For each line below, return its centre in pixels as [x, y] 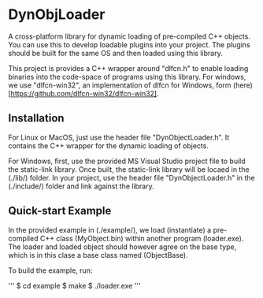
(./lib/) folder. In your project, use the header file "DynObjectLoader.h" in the [132, 177]
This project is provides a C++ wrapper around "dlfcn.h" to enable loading [128, 68]
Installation [36, 119]
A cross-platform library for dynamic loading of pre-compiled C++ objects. [129, 36]
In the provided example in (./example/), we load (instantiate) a [110, 229]
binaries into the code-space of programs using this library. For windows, [127, 76]
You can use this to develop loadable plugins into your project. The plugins [129, 44]
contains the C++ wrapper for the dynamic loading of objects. [108, 145]
